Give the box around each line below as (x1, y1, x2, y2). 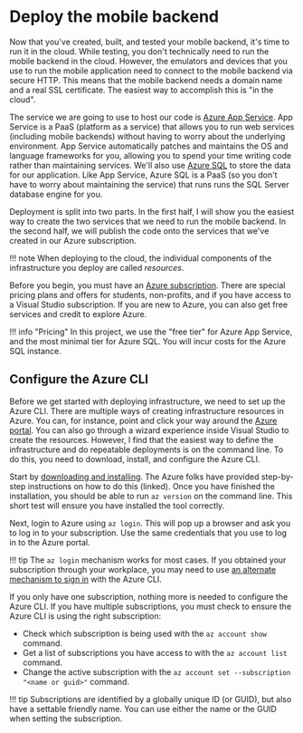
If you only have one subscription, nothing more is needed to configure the (9, 591, 289, 602)
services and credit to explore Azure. (9, 308, 147, 319)
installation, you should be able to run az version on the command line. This (9, 490, 293, 501)
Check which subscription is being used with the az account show (22, 628, 267, 639)
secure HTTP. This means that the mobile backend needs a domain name (9, 74, 283, 85)
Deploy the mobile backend (9, 6, 220, 27)
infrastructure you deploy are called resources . (9, 262, 185, 273)
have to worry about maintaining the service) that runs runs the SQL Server (9, 178, 289, 189)
